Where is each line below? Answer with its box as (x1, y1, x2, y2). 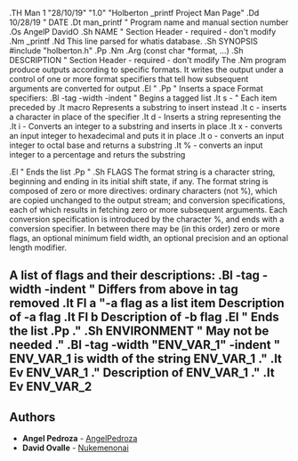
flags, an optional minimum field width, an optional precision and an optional (9, 233, 289, 243)
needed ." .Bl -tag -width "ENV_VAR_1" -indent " (9, 337, 281, 352)
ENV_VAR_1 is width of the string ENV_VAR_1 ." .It (9, 352, 283, 367)
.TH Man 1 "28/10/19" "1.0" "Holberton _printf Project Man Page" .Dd (9, 8, 260, 18)
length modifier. (9, 242, 67, 253)
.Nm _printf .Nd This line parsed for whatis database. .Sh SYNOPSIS (9, 36, 258, 46)
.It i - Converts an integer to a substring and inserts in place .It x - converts (9, 121, 283, 132)
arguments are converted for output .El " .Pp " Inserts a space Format (9, 84, 264, 93)
